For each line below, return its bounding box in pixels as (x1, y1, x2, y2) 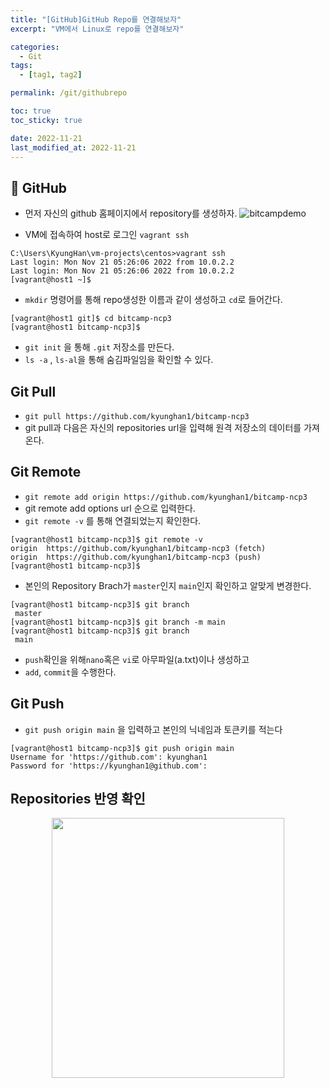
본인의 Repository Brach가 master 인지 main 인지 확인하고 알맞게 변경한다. (24, 579, 312, 591)
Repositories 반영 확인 (10, 791, 146, 808)
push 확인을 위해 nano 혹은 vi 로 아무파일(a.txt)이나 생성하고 (24, 653, 250, 665)
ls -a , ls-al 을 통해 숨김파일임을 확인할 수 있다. (24, 354, 214, 366)
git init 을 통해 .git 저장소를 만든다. (24, 341, 175, 353)
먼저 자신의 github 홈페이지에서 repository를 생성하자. (24, 207, 238, 220)
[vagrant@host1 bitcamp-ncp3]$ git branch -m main (10, 617, 226, 627)
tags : (10, 61, 33, 71)
